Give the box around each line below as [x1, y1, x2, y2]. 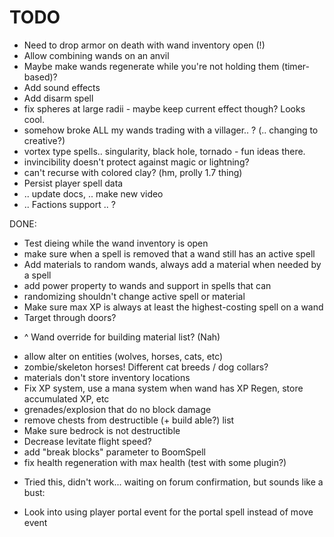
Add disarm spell [23, 92, 94, 104]
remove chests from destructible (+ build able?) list [23, 414, 235, 426]
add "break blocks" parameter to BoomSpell [23, 446, 206, 458]
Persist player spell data [23, 177, 124, 189]
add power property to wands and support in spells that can [23, 279, 272, 291]
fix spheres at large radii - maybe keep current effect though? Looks [23, 102, 306, 115]
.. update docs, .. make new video [23, 187, 164, 200]
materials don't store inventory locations [23, 371, 191, 383]
